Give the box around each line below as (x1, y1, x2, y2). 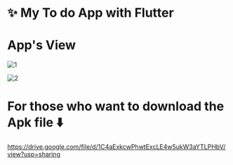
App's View (7, 37, 76, 53)
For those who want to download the (7, 99, 225, 115)
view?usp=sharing (7, 150, 61, 159)
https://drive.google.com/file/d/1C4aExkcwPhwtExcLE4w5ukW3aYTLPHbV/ (7, 143, 226, 151)
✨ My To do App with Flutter (7, 5, 174, 21)
